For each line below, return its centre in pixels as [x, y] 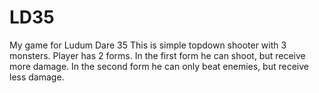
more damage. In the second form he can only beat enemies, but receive [159, 66]
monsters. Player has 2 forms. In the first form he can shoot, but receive [157, 55]
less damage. [37, 77]
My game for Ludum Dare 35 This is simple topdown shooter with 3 [148, 45]
